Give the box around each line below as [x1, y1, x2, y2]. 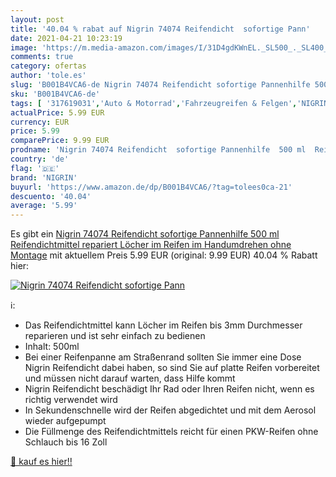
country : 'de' [10, 154, 70, 164]
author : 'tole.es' [10, 71, 87, 81]
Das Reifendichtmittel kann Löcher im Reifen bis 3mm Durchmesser [24, 319, 303, 331]
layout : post [10, 14, 65, 25]
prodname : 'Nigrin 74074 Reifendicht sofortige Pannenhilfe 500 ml [10, 145, 307, 155]
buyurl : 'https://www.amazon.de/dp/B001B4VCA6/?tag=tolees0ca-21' [10, 182, 293, 192]
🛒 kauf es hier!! [10, 456, 73, 468]
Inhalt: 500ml [24, 341, 80, 353]
